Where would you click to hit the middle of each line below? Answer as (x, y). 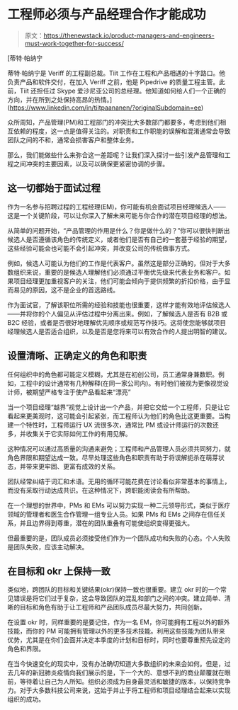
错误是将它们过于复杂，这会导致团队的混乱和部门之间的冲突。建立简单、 (119, 598)
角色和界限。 (26, 649)
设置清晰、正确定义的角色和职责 (77, 356)
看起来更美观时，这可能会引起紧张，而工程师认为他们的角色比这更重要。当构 (119, 416)
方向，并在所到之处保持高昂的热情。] (60, 99)
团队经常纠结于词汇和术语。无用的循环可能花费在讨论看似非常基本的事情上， (119, 481)
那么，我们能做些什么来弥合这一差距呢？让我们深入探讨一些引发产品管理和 (116, 155)
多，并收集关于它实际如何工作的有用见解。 (69, 433)
